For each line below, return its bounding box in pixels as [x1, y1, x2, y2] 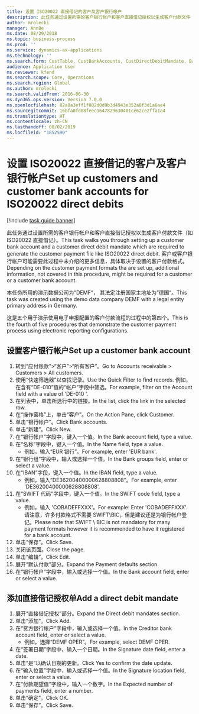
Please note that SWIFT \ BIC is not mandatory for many [34, 518, 171, 525]
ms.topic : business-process [6, 36, 76, 42]
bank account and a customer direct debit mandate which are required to [6, 243, 185, 250]
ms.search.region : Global [6, 80, 70, 86]
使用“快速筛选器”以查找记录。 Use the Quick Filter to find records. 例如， [15, 376, 191, 383]
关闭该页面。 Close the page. [15, 545, 85, 553]
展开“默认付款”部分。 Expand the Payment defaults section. [15, 560, 159, 568]
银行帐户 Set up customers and [6, 172, 158, 185]
